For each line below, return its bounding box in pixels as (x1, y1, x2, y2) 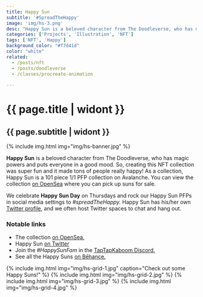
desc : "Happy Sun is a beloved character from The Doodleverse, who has (6, 25, 193, 32)
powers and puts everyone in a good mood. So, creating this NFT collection (6, 161, 195, 169)
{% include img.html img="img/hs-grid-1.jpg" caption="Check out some (6, 265, 185, 272)
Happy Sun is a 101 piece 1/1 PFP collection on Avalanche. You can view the (6, 174, 194, 181)
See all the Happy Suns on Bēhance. (14, 253, 106, 261)
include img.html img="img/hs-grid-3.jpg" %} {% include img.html (6, 278, 171, 285)
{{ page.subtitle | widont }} (6, 127, 110, 137)
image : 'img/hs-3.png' (6, 20, 63, 26)
